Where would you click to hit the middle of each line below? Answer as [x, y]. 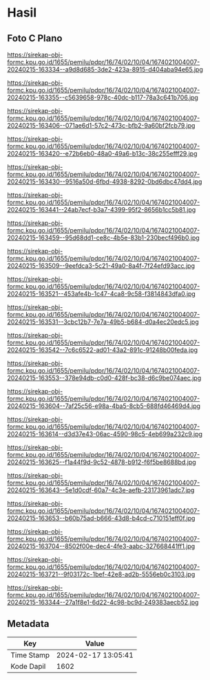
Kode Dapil [28, 666]
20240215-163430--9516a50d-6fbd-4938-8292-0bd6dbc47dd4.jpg [105, 182]
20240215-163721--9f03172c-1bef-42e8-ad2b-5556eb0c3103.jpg [101, 574]
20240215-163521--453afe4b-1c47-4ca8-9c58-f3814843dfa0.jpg [102, 294]
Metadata [28, 624]
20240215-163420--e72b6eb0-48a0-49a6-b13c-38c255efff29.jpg [102, 154]
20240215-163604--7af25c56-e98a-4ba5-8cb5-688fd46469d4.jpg [104, 406]
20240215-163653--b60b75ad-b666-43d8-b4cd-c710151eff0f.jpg [101, 518]
